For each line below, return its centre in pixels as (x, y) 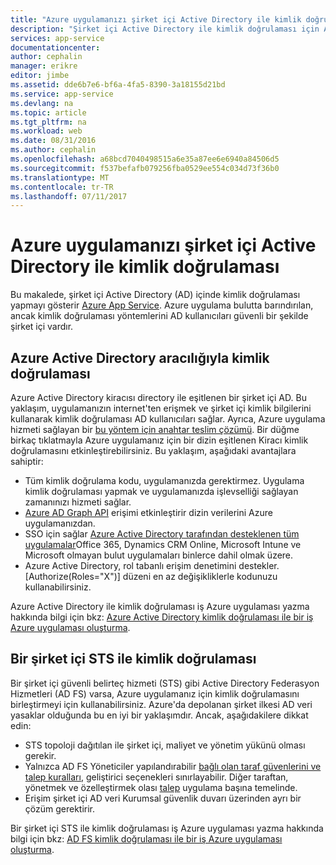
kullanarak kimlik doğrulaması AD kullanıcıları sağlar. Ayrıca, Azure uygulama (168, 419)
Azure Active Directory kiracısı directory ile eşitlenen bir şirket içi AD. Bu (158, 397)
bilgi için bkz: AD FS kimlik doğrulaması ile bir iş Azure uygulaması (146, 838)
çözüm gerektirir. (60, 808)
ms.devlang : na (42, 103)
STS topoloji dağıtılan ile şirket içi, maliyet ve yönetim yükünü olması (165, 745)
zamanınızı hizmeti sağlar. (78, 502)
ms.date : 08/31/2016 (53, 141)
